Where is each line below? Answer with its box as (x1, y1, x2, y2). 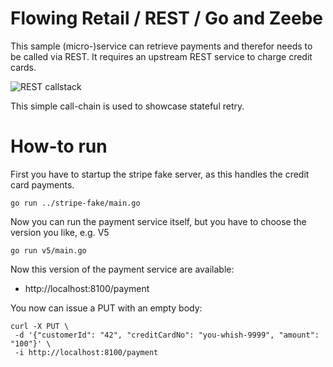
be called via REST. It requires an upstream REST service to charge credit (10, 50, 313, 62)
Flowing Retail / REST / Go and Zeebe (10, 7, 324, 30)
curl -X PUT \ (10, 321, 70, 331)
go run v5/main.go (10, 245, 87, 256)
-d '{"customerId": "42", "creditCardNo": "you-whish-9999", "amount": (14, 330, 320, 340)
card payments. (10, 178, 75, 191)
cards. (10, 61, 37, 73)
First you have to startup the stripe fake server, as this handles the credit (10, 168, 310, 180)
